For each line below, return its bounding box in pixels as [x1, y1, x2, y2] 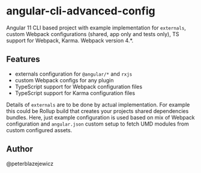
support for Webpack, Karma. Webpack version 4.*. [6, 37, 134, 44]
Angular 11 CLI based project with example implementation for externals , [6, 24, 186, 31]
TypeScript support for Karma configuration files [14, 89, 136, 97]
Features [6, 54, 40, 64]
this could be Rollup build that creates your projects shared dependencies [6, 107, 189, 115]
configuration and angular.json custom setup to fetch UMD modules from [6, 120, 189, 127]
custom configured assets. [6, 126, 73, 133]
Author [6, 144, 33, 154]
